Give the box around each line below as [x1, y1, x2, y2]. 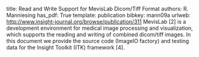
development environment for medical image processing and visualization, [6, 24, 194, 32]
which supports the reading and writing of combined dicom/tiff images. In [6, 31, 191, 38]
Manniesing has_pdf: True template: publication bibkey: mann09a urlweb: [6, 12, 190, 19]
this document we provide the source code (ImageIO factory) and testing [6, 38, 189, 44]
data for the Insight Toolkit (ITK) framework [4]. [6, 44, 125, 51]
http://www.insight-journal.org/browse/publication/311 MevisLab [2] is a [6, 18, 187, 25]
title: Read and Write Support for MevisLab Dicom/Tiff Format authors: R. [6, 5, 189, 12]
